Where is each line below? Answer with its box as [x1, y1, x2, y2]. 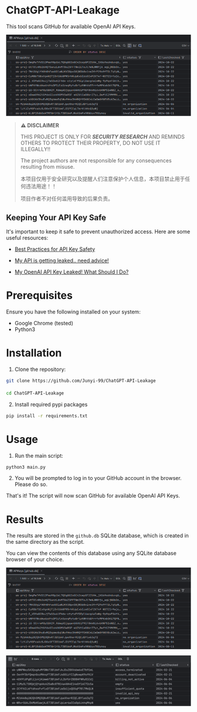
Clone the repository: [14, 366, 66, 373]
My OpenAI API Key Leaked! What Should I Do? [14, 268, 129, 275]
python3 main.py [6, 464, 46, 470]
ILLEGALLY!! [20, 146, 51, 153]
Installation [6, 346, 62, 360]
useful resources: [6, 234, 49, 241]
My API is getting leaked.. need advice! [14, 257, 110, 264]
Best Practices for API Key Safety [14, 246, 96, 253]
